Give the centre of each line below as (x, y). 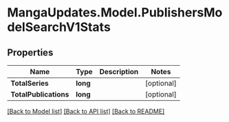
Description (119, 72)
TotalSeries (30, 83)
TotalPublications (40, 94)
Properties (30, 52)
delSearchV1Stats (59, 27)
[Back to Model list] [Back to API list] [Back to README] (86, 111)
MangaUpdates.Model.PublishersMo (115, 13)
